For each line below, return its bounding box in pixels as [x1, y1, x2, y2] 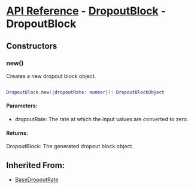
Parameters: [6, 102, 38, 109]
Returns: [6, 129, 29, 136]
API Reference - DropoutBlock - [6, 4, 166, 18]
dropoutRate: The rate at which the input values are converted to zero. [14, 115, 189, 122]
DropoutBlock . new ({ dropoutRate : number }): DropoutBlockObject [6, 89, 165, 95]
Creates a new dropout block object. [6, 72, 96, 79]
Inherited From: [6, 160, 65, 170]
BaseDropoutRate [14, 176, 59, 183]
